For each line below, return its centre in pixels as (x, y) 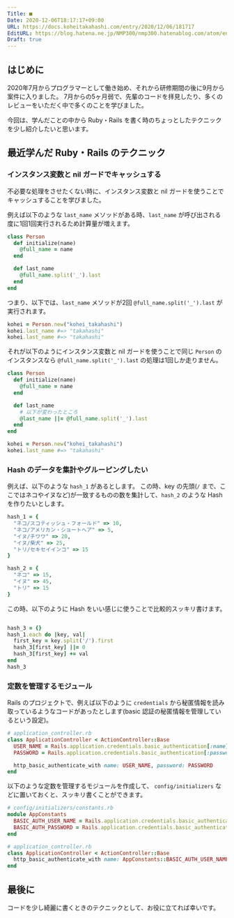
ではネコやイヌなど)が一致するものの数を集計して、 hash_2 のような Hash (118, 495)
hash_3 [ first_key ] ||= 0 (49, 647)
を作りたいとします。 (38, 504)
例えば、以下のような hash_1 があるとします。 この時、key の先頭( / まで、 (114, 487)
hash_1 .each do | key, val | (46, 635)
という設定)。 (33, 720)
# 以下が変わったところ (49, 412)
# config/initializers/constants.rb (60, 808)
